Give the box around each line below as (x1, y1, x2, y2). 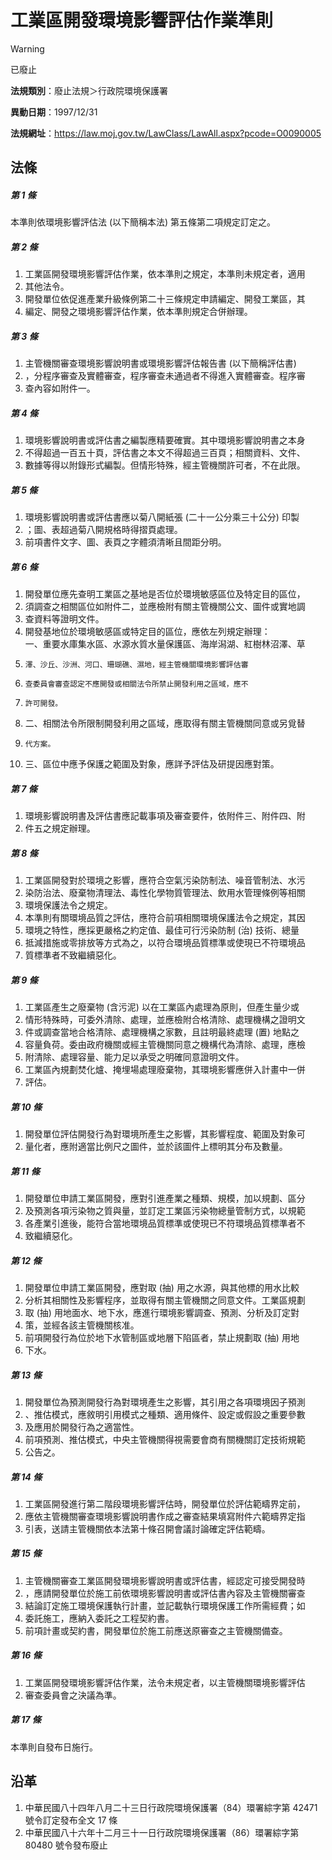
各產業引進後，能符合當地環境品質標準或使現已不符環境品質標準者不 (24, 1217, 306, 1229)
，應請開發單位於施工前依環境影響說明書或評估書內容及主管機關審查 (24, 1587, 306, 1599)
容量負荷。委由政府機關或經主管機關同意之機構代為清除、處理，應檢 (24, 1039, 306, 1051)
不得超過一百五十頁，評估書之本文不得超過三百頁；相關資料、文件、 (24, 447, 306, 459)
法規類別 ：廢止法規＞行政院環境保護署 (10, 84, 168, 96)
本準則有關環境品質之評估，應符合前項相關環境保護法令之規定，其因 (24, 912, 306, 924)
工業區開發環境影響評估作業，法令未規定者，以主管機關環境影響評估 (24, 1676, 306, 1688)
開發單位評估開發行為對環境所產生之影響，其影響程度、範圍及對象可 (24, 1128, 306, 1140)
